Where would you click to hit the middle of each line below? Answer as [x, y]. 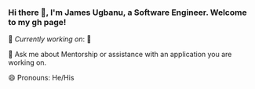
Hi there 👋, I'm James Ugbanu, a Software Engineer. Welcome [127, 12]
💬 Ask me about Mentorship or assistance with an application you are [120, 55]
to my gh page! [37, 22]
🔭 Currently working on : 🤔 [50, 39]
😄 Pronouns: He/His [41, 78]
